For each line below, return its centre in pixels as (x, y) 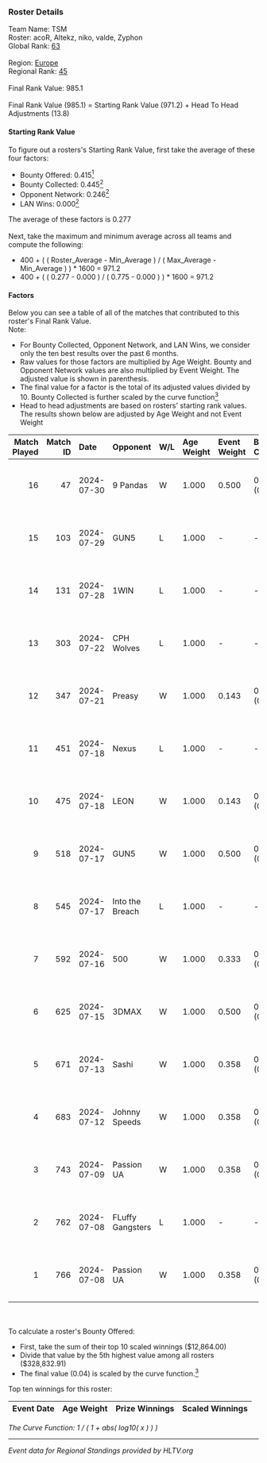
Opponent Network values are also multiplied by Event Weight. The (130, 370)
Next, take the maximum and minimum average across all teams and (120, 236)
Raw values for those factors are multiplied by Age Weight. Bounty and (135, 362)
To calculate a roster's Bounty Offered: (72, 1331)
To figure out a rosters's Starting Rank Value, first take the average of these (132, 149)
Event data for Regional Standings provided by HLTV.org (101, 1450)
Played (25, 451)
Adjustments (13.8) (39, 114)
